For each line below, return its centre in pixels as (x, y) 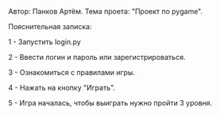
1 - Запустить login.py (44, 42)
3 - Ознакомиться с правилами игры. (72, 72)
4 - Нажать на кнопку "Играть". (62, 87)
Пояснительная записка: (50, 26)
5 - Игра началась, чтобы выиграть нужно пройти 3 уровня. (110, 103)
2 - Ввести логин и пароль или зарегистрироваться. (97, 57)
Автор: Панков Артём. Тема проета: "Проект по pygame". (106, 11)
